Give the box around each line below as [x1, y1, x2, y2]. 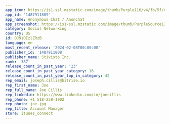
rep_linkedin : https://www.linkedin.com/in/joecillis [5, 92, 121, 97]
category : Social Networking [5, 26, 67, 31]
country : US [5, 31, 30, 36]
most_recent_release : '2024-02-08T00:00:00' [5, 45, 101, 50]
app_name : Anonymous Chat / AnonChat [5, 17, 85, 22]
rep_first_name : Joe [5, 82, 49, 88]
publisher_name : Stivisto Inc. [5, 54, 71, 60]
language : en [5, 40, 33, 46]
